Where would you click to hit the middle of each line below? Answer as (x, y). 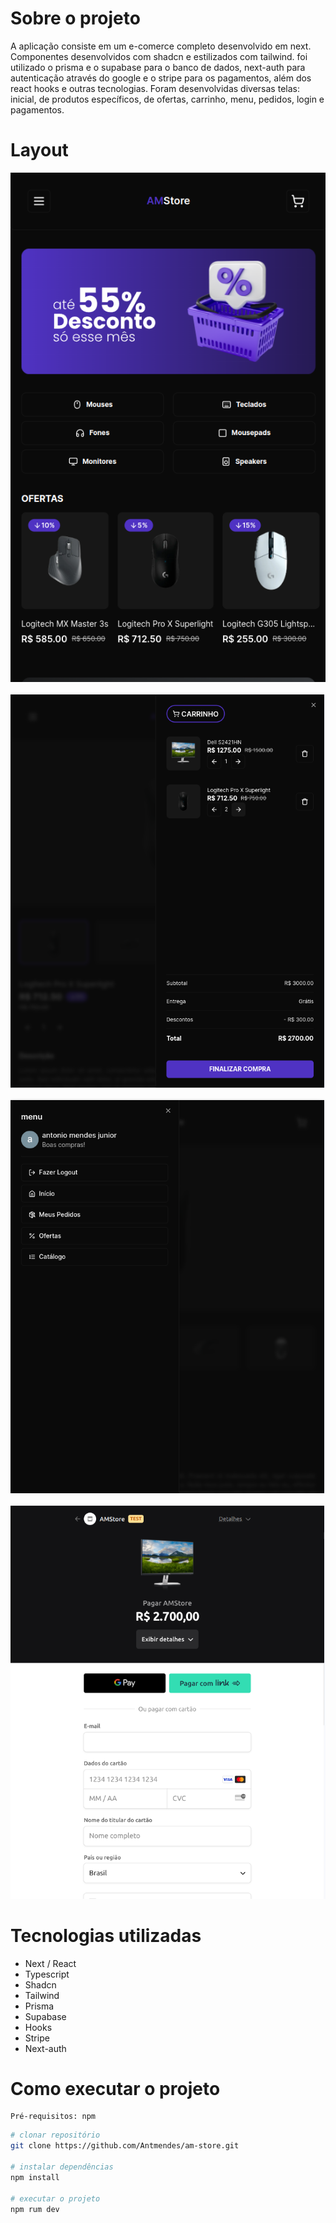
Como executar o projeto (115, 2088)
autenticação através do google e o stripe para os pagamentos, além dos (161, 78)
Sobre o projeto (75, 18)
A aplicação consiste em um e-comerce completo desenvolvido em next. (161, 46)
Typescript (47, 1974)
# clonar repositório (55, 2135)
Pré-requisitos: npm (53, 2117)
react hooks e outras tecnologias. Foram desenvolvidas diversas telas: (155, 88)
